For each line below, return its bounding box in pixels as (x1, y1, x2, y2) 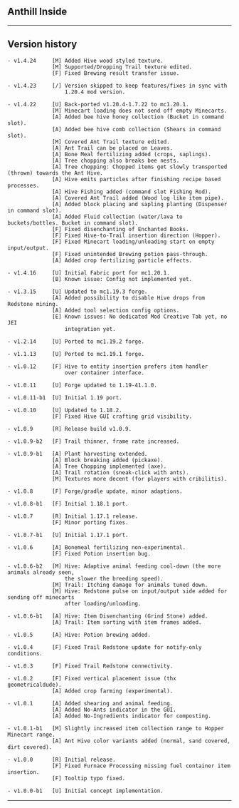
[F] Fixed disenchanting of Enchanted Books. (52, 225, 190, 232)
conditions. (7, 650, 43, 657)
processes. (7, 182, 40, 189)
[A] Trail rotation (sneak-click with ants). (52, 469, 190, 476)
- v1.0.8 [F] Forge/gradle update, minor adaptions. (7, 488, 183, 495)
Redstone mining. (7, 300, 59, 307)
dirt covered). (7, 743, 53, 751)
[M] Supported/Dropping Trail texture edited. (52, 63, 193, 71)
